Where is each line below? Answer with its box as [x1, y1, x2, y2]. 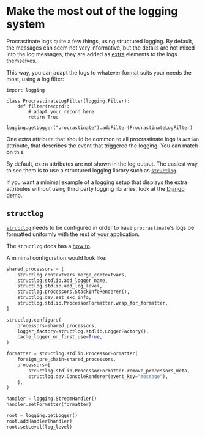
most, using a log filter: [6, 75, 64, 83]
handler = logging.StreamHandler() [6, 396, 97, 402]
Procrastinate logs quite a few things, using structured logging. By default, [6, 37, 194, 45]
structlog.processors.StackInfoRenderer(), [17, 289, 130, 295]
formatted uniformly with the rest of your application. [6, 231, 140, 238]
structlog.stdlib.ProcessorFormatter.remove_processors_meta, [28, 368, 190, 374]
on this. [6, 148, 26, 155]
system [6, 17, 45, 31]
